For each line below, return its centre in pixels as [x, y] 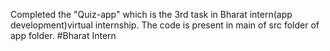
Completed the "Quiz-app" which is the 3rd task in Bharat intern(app [151, 14]
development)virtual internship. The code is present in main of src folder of [165, 25]
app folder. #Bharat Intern [63, 35]
